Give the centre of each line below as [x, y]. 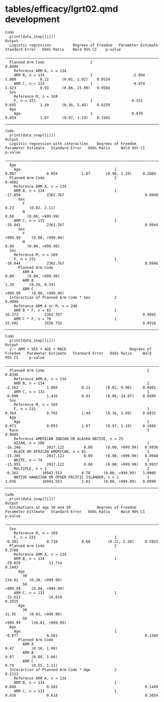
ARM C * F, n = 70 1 [65, 319]
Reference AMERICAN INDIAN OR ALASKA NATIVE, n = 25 [69, 439]
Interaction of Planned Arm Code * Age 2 [63, 670]
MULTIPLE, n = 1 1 [82, 469]
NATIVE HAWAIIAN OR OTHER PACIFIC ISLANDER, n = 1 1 [82, 477]
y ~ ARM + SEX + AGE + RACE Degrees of [81, 349]
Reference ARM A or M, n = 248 [46, 306]
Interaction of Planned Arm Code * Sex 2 [63, 297]
